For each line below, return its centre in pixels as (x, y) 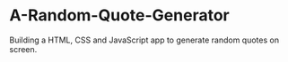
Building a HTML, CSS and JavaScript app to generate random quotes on (144, 40)
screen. (23, 49)
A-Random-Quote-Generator (120, 15)
